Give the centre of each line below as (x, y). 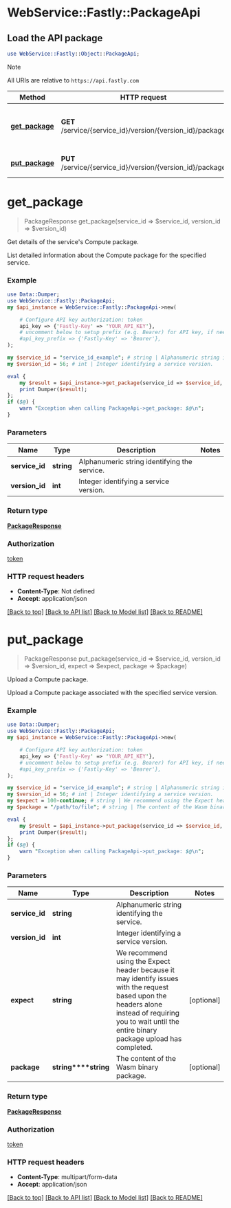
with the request (142, 987)
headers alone (139, 1004)
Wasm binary (137, 1067)
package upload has (149, 1039)
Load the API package (55, 38)
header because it (145, 970)
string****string (81, 1067)
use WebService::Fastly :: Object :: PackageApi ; (73, 54)
